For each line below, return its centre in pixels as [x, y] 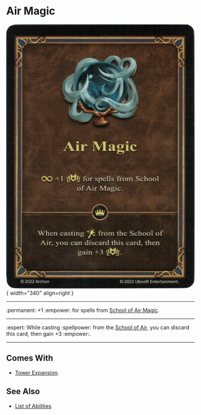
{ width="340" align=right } [40, 293]
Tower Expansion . [37, 372]
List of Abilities [33, 406]
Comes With [30, 358]
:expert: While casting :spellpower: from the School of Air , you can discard [98, 327]
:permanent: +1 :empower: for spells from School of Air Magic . [83, 310]
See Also [23, 391]
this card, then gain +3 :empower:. [48, 334]
